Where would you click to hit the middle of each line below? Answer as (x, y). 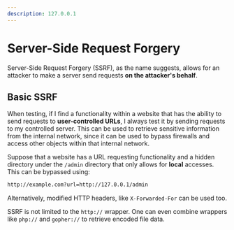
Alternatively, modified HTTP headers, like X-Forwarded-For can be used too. (117, 198)
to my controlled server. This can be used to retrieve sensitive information (114, 129)
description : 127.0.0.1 (42, 14)
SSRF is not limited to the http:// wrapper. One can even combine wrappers (117, 212)
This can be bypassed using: (49, 172)
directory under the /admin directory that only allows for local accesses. (111, 164)
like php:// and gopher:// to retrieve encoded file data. (86, 219)
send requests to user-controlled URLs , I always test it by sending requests (116, 121)
